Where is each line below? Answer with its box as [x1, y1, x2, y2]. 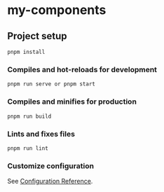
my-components [7, 2, 107, 18]
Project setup [7, 30, 68, 42]
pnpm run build [7, 113, 52, 120]
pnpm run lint [7, 144, 49, 152]
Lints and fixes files [7, 129, 76, 139]
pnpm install [7, 48, 46, 55]
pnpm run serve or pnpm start [7, 81, 96, 88]
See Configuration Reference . [7, 177, 93, 186]
